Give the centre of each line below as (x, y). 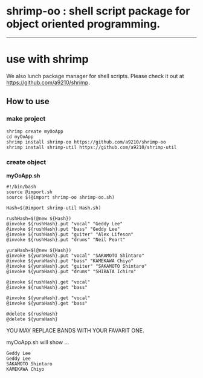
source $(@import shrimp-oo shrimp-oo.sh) (60, 197)
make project (26, 119)
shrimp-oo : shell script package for (98, 11)
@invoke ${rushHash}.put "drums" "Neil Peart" (66, 240)
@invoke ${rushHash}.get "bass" (47, 287)
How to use (28, 101)
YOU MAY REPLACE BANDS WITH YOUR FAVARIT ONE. (75, 330)
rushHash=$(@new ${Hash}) (39, 218)
